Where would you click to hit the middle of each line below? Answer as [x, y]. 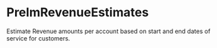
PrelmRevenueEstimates [78, 13]
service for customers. [38, 38]
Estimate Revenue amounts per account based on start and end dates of [108, 31]
